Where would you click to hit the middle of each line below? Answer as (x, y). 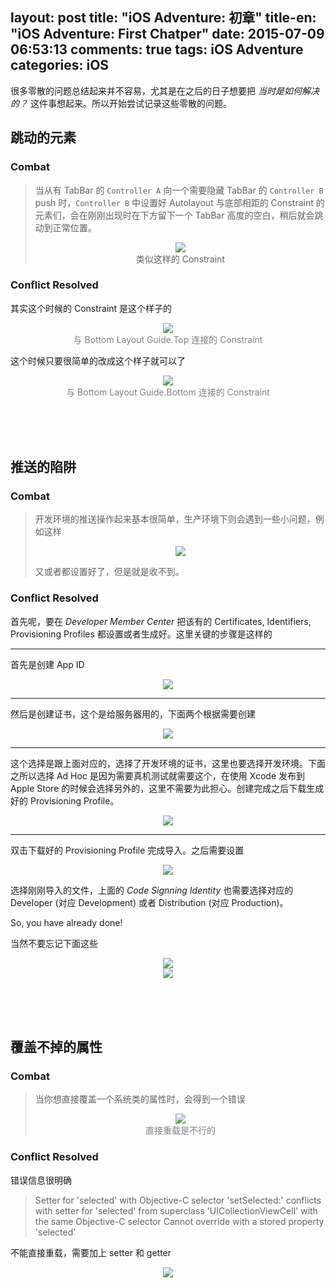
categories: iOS (60, 65)
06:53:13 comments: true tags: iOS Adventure (157, 49)
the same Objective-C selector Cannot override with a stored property (179, 1221)
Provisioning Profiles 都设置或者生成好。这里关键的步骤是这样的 (141, 634)
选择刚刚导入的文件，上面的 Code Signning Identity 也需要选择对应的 (152, 890)
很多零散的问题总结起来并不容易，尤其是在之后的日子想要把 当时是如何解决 (165, 90)
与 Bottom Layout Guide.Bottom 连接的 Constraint (168, 392)
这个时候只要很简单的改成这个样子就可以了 (98, 360)
